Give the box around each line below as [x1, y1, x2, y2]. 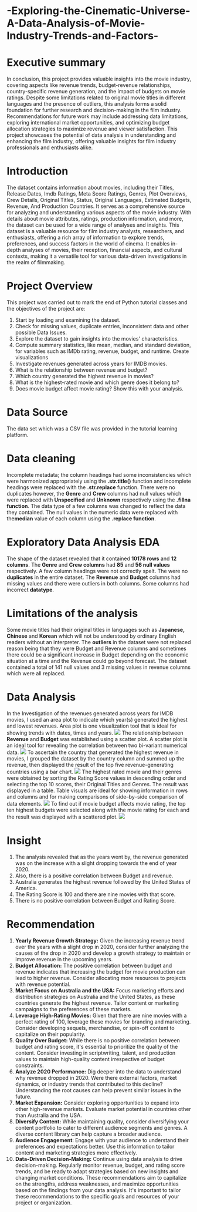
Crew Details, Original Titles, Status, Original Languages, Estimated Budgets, [6, 197, 192, 204]
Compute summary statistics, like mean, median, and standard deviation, [15, 342, 191, 348]
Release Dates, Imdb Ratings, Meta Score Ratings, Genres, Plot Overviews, [6, 190, 187, 197]
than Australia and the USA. [15, 1112, 83, 1119]
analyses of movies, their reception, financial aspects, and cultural [22, 247, 182, 254]
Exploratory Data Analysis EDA [6, 536, 160, 549]
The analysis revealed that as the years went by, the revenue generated [15, 853, 188, 860]
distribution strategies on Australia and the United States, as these [15, 993, 175, 1000]
